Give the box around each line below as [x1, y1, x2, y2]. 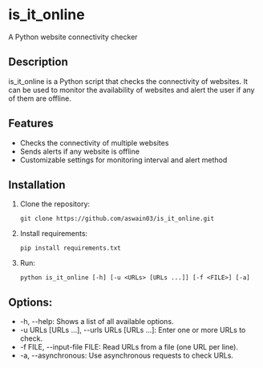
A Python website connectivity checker [8, 32, 138, 42]
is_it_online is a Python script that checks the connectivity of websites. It [8, 76, 249, 86]
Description [8, 55, 68, 69]
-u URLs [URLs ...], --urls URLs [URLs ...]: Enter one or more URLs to [19, 326, 246, 335]
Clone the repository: [19, 199, 91, 209]
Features [8, 117, 54, 130]
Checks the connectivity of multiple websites [19, 138, 169, 147]
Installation [8, 178, 66, 191]
